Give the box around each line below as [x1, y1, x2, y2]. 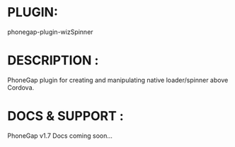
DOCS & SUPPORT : [7, 108, 124, 124]
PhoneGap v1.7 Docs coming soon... [7, 131, 113, 140]
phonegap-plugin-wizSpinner [7, 28, 93, 36]
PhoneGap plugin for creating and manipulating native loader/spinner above [7, 76, 229, 84]
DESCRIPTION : [7, 52, 99, 69]
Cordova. [7, 83, 35, 92]
